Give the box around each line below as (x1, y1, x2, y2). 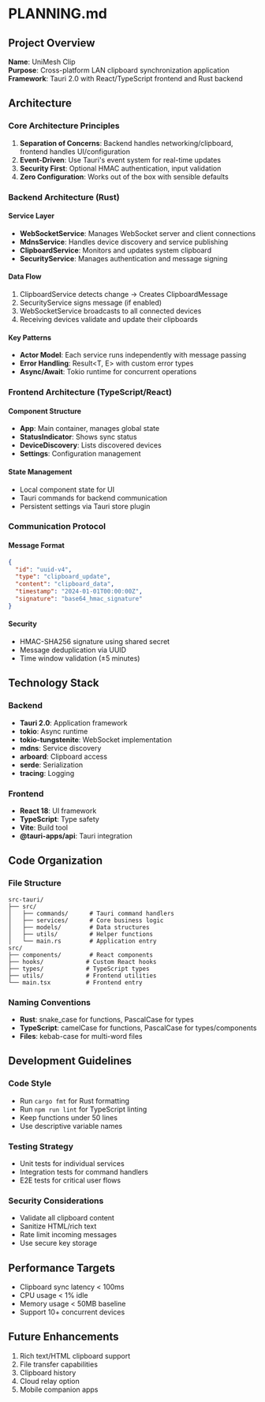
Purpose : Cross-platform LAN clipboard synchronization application (8, 66, 230, 75)
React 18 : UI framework (19, 806, 97, 815)
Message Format (8, 541, 65, 550)
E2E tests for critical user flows (19, 1175, 121, 1185)
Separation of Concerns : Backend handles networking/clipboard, (19, 138, 234, 148)
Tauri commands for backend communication (19, 493, 168, 502)
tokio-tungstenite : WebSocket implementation (19, 735, 172, 744)
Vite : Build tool (19, 823, 69, 832)
